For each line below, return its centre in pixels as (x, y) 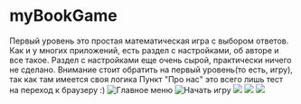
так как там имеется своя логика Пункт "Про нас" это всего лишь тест (146, 79)
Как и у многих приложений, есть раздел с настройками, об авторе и (144, 50)
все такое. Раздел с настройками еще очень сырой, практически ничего (150, 60)
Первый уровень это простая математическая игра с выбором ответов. (149, 41)
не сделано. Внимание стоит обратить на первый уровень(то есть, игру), (151, 70)
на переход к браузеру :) (57, 90)
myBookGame (63, 16)
